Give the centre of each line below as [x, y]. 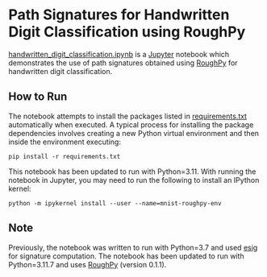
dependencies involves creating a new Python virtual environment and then [134, 133]
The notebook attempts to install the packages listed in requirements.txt [128, 116]
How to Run [38, 97]
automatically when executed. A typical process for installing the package [131, 124]
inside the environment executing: [65, 142]
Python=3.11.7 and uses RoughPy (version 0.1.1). [88, 264]
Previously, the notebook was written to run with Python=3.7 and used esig [133, 247]
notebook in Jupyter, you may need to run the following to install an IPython [134, 180]
